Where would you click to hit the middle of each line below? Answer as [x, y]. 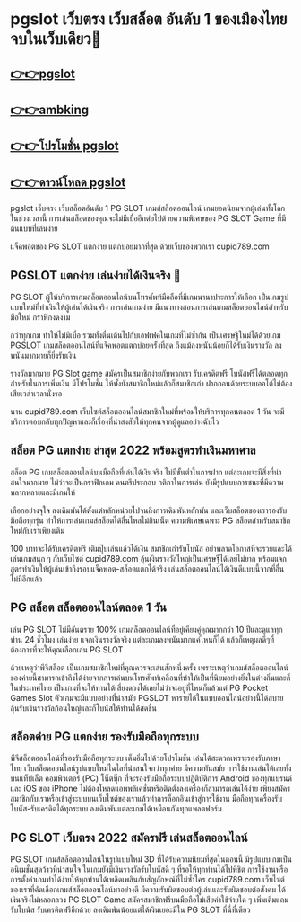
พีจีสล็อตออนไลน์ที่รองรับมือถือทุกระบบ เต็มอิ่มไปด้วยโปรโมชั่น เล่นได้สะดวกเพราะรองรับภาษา [146, 758]
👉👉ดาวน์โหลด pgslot [68, 182]
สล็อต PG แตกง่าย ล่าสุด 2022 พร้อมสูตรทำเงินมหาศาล [133, 451]
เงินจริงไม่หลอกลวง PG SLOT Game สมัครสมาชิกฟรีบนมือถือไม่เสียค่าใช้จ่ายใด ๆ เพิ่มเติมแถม [150, 900]
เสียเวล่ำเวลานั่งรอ [36, 393]
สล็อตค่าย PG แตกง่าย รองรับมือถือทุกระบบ [105, 736]
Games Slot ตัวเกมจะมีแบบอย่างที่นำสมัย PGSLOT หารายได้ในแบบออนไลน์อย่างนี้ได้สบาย [147, 697]
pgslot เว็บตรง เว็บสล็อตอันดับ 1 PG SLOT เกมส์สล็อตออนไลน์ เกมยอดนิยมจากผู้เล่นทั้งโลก [148, 208]
